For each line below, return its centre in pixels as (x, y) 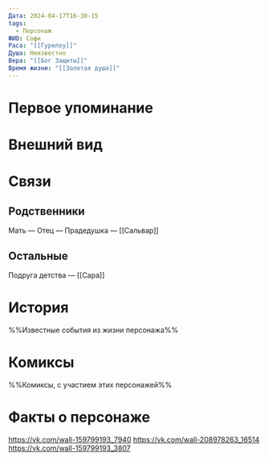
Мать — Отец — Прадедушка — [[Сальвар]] (83, 231)
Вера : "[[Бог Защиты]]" (48, 61)
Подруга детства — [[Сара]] (57, 275)
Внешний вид (55, 145)
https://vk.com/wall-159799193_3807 (69, 448)
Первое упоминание (81, 107)
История (39, 308)
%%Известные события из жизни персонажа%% (93, 330)
